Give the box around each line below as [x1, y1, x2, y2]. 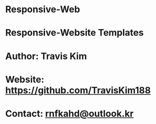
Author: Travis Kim [5, 50, 87, 62]
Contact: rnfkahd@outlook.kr [5, 108, 134, 119]
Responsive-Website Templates [5, 27, 144, 39]
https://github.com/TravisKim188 [5, 84, 151, 96]
